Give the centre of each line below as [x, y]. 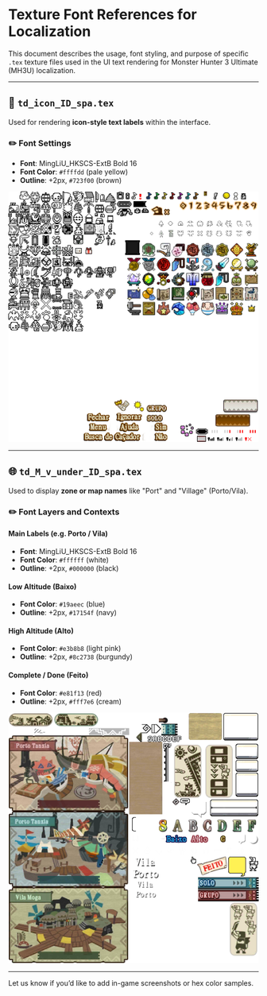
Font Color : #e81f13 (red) [61, 692]
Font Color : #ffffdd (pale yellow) [74, 172]
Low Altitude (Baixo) [43, 587]
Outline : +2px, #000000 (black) [69, 568]
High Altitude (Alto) [41, 630]
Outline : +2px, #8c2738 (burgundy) [76, 657]
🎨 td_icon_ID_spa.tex [61, 103]
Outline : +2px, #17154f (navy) [68, 613]
